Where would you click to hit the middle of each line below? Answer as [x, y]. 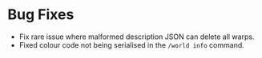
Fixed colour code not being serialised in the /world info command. [132, 44]
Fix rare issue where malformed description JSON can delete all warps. [137, 37]
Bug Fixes [41, 15]
